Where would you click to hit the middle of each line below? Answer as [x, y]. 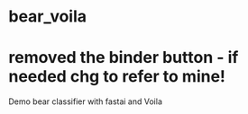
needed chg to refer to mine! [117, 77]
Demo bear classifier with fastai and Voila [86, 101]
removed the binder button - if [124, 58]
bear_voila [48, 17]
